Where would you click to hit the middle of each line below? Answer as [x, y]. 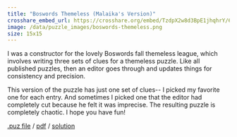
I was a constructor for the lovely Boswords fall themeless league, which [113, 54]
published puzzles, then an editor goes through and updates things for [110, 68]
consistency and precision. [47, 76]
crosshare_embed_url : [39, 20]
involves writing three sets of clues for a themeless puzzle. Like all [104, 61]
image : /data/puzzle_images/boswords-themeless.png [85, 27]
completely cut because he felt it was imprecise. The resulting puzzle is [111, 105]
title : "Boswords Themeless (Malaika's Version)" [82, 14]
